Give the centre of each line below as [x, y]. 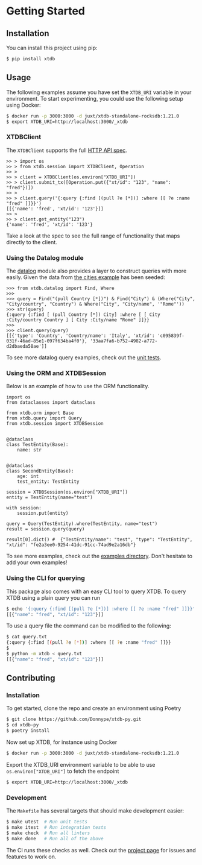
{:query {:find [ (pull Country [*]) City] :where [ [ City [84, 315]
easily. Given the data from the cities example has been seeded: [86, 277]
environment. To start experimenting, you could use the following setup [95, 98]
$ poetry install [28, 731]
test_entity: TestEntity [48, 482]
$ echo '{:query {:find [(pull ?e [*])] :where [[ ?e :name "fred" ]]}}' [101, 609]
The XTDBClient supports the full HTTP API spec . [67, 150]
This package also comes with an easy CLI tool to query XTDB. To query [96, 591]
